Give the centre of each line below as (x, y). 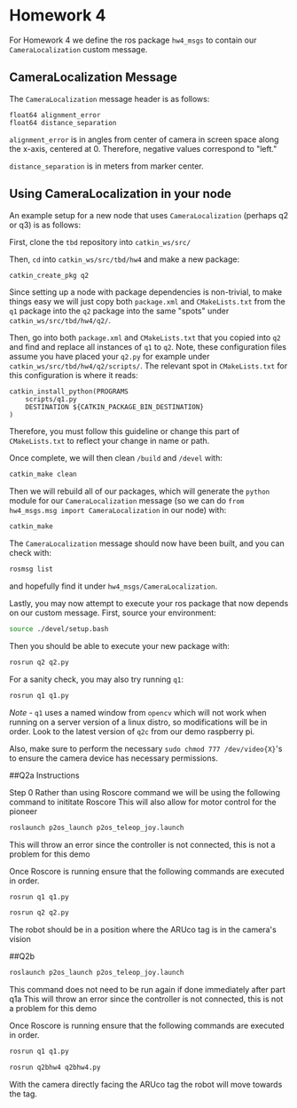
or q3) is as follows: (45, 225)
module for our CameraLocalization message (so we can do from (127, 501)
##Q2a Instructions (44, 775)
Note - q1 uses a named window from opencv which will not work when (138, 712)
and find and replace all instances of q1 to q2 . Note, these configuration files (148, 347)
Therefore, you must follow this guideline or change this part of (125, 431)
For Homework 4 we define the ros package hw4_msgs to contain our (133, 40)
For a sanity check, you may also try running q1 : (97, 679)
